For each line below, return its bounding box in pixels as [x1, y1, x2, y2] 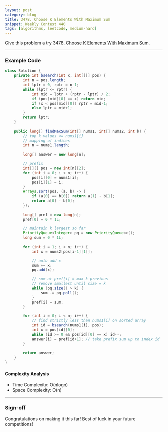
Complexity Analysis [5, 371, 49, 377]
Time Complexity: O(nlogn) [12, 382, 68, 388]
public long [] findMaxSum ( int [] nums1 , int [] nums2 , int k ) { [14, 129, 146, 134]
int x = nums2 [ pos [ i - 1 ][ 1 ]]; [31, 249, 93, 254]
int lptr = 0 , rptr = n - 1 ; [23, 82, 79, 88]
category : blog [5, 12, 37, 17]
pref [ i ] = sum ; [31, 300, 64, 305]
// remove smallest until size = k [31, 281, 106, 286]
